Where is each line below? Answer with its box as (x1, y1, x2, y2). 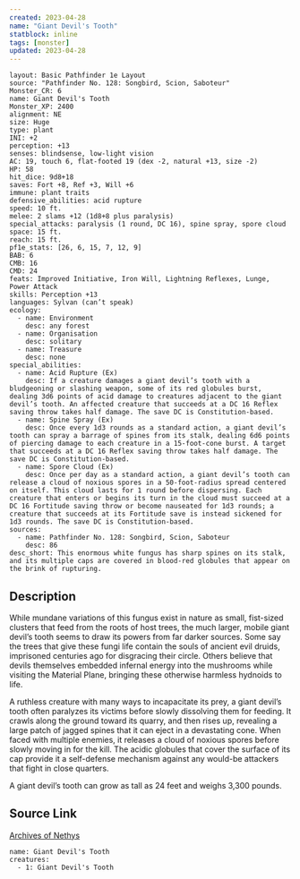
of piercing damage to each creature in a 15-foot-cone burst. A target (9, 439, 287, 448)
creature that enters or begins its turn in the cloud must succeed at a (9, 494, 291, 503)
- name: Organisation (17, 329, 99, 338)
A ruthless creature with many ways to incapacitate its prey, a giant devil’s (9, 696, 282, 707)
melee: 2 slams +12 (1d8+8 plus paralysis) (9, 212, 175, 221)
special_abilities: (9, 361, 82, 370)
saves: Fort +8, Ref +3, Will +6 (9, 181, 134, 190)
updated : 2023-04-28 (9, 47, 87, 55)
